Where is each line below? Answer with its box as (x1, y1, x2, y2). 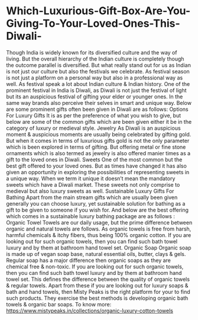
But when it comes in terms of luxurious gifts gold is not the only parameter (6, 137, 190, 144)
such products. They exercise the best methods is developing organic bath (6, 295, 189, 302)
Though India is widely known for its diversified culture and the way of (6, 49, 177, 56)
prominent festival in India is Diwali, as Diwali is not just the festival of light (6, 87, 187, 94)
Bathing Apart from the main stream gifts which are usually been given (6, 194, 178, 201)
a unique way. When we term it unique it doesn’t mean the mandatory (6, 175, 176, 182)
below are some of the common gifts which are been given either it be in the (6, 118, 192, 125)
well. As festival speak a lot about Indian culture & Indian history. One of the (6, 80, 190, 87)
